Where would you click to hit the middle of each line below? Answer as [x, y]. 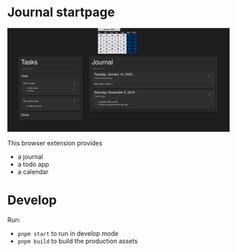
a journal [30, 157]
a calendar [33, 172]
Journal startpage [61, 12]
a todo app [33, 164]
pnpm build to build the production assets [78, 241]
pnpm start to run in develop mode [68, 234]
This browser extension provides [55, 143]
